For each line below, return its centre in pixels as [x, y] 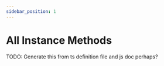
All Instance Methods [59, 40]
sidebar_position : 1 [31, 11]
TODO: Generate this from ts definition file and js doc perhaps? [82, 57]
